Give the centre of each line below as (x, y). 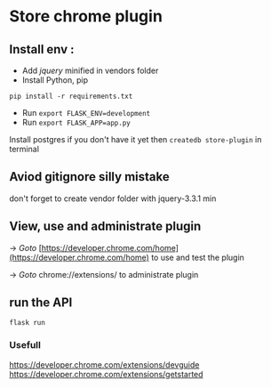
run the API (41, 303)
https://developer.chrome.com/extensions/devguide (104, 364)
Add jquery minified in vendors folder (90, 70)
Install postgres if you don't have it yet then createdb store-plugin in (135, 139)
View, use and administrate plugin (105, 226)
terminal (24, 149)
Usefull (25, 345)
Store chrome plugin (86, 16)
